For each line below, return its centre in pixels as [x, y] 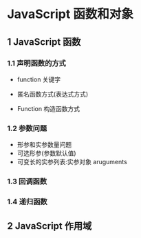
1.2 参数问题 [27, 128]
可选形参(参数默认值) [47, 153]
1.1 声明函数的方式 [37, 63]
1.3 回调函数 [27, 181]
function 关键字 [39, 79]
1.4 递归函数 [27, 202]
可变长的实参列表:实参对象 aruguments [72, 162]
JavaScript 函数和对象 [70, 14]
